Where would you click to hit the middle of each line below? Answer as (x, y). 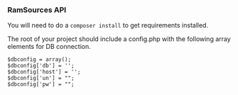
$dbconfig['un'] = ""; (41, 78)
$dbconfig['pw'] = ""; (41, 84)
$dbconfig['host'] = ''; (44, 72)
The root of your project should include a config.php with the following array (119, 39)
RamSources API (37, 10)
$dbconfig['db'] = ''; (41, 66)
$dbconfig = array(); (39, 60)
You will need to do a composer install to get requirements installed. (108, 26)
